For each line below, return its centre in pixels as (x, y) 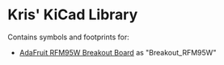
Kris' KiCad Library (73, 15)
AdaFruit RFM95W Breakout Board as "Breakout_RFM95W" (118, 52)
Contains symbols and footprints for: (69, 37)
